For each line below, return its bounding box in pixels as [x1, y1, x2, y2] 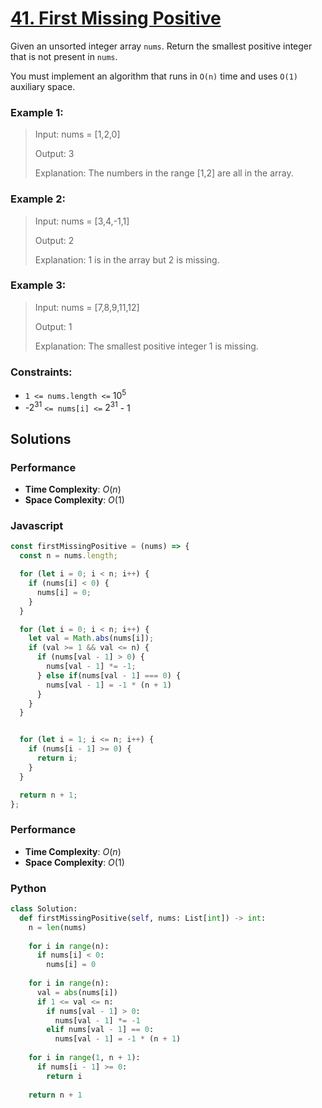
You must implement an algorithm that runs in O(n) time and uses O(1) [10, 70, 298, 82]
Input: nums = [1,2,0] [34, 128, 121, 141]
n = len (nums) [28, 922, 87, 932]
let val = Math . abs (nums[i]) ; [28, 633, 155, 644]
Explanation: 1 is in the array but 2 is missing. [34, 253, 220, 266]
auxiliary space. [10, 80, 76, 92]
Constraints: [10, 365, 73, 379]
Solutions [10, 430, 72, 447]
